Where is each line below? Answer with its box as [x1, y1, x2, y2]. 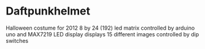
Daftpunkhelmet [6, 4, 90, 18]
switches [6, 37, 29, 44]
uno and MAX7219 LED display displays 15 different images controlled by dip [6, 30, 199, 38]
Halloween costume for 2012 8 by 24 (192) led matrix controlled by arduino [6, 24, 195, 31]
